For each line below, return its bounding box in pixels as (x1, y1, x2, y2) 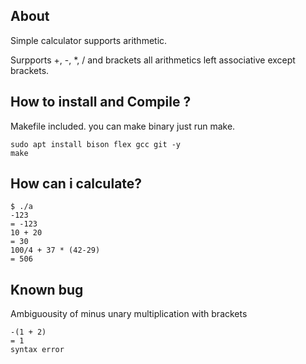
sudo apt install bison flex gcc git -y (10, 139, 182, 149)
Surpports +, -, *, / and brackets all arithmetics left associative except (10, 54, 296, 66)
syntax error (10, 345, 65, 355)
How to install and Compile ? (10, 94, 192, 111)
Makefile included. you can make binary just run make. (10, 120, 236, 132)
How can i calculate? (10, 175, 143, 193)
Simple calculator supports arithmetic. (10, 34, 168, 46)
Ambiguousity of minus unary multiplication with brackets (10, 308, 248, 320)
